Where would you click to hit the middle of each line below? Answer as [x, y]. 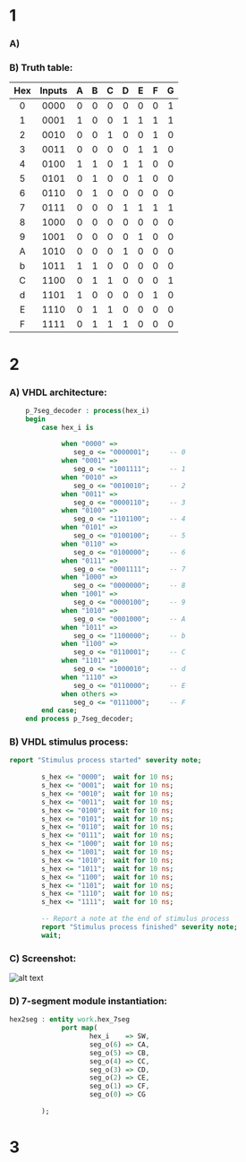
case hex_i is [68, 427]
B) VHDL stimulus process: [69, 742]
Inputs [54, 90]
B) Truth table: [41, 68]
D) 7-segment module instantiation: [89, 1001]
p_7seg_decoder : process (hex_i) [88, 410]
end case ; [59, 710]
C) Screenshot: [43, 958]
